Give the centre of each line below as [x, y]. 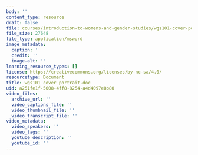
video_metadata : [26, 121]
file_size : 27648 [27, 34]
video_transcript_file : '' [44, 116]
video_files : [22, 94]
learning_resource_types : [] [42, 66]
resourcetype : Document [35, 77]
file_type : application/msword [44, 39]
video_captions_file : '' [42, 105]
